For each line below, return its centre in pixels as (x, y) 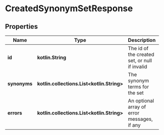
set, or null (140, 60)
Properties (21, 27)
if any (134, 125)
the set (136, 93)
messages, (140, 119)
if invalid (137, 67)
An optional (141, 101)
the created (141, 54)
